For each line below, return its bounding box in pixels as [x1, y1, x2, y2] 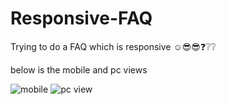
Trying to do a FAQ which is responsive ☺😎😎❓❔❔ [10, 40, 217, 52]
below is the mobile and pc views [10, 63, 148, 76]
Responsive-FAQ [10, 7, 153, 30]
